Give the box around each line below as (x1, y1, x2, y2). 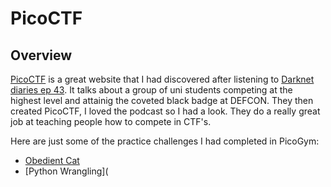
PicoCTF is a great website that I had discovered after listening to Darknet (10, 73, 315, 85)
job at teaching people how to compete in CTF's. (10, 116, 212, 127)
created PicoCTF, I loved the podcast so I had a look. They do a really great (10, 105, 321, 117)
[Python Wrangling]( (24, 165, 109, 177)
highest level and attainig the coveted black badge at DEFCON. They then (10, 95, 314, 106)
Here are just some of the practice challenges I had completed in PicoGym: (10, 135, 320, 147)
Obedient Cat (24, 155, 80, 166)
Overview (10, 47, 73, 64)
